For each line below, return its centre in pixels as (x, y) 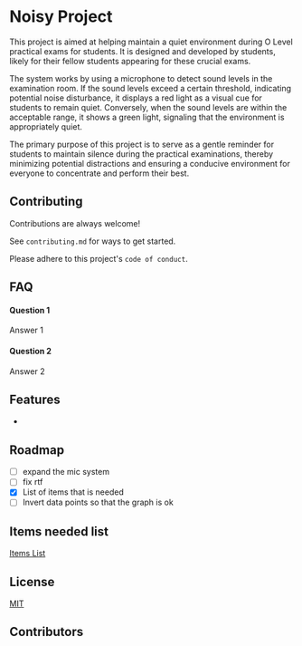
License (32, 582)
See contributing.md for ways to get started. (93, 241)
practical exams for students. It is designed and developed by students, (142, 51)
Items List (28, 554)
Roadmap (37, 450)
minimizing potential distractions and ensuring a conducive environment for (150, 163)
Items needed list (59, 531)
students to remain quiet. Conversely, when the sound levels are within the (148, 107)
